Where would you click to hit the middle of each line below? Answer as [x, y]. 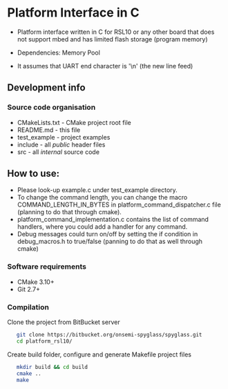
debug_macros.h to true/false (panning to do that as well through [110, 241]
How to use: [34, 174]
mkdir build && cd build [52, 367]
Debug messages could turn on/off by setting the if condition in [107, 234]
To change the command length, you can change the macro [102, 198]
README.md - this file [49, 130]
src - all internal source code [58, 152]
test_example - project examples [64, 137]
